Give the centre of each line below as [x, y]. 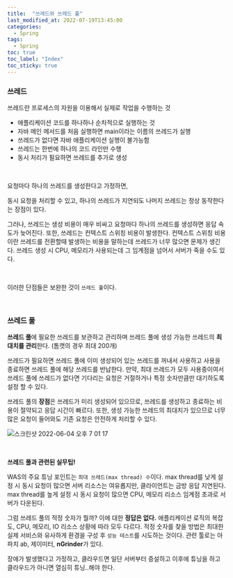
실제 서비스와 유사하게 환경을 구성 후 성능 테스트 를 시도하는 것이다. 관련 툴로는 [111, 535]
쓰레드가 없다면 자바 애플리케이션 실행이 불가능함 [83, 139]
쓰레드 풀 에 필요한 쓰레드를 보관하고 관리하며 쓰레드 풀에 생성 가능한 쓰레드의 [111, 337]
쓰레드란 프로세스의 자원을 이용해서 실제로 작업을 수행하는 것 [89, 107]
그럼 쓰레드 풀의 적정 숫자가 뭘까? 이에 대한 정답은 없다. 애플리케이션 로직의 [109, 518]
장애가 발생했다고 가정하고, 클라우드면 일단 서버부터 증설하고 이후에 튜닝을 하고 [114, 559]
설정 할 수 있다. [28, 387]
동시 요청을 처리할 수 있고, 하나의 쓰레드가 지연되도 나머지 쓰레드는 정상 [104, 200]
